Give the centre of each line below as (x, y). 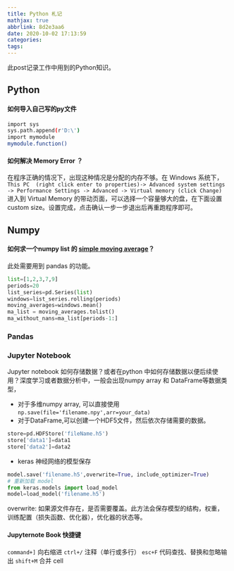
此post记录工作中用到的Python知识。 (61, 67)
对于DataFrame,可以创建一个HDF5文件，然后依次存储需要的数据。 (113, 420)
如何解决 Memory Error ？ (45, 161)
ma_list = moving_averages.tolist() (61, 312)
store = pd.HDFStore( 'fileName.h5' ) (58, 434)
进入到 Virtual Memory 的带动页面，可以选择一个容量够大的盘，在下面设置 (115, 199)
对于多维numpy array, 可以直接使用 (68, 404)
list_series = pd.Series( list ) (50, 292)
